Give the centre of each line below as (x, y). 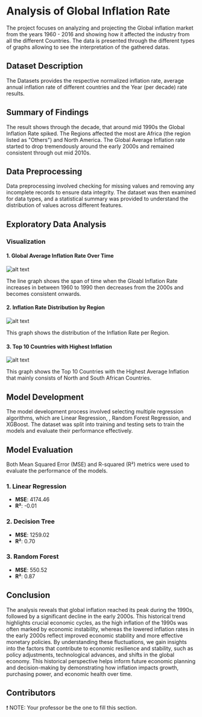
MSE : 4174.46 (32, 500)
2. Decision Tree (31, 521)
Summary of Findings (48, 113)
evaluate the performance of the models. (57, 470)
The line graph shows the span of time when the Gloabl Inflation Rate (92, 281)
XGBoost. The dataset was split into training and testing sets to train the (95, 424)
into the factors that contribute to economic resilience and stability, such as (100, 648)
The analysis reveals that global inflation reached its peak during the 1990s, (100, 610)
